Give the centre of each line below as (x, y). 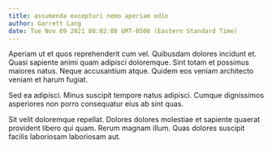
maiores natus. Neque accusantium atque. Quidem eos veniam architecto (131, 71)
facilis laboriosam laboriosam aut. (65, 137)
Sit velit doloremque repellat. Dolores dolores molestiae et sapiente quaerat (134, 120)
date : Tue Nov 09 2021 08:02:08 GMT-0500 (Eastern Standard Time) (123, 31)
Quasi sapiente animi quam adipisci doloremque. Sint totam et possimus (129, 62)
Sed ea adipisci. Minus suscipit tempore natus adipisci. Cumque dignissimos (136, 95)
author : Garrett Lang (45, 23)
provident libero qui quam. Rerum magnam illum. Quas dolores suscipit (127, 128)
